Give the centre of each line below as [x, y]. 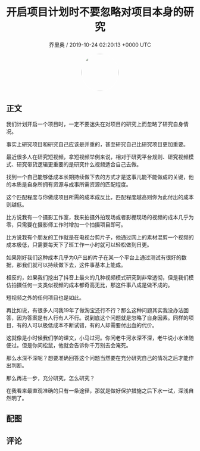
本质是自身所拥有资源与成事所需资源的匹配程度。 [71, 184]
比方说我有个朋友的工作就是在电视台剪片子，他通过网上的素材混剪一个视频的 [100, 237]
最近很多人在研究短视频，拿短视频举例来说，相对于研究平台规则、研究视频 [97, 157]
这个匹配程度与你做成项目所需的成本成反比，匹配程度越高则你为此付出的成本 [100, 197]
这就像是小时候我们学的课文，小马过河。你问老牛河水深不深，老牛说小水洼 [97, 338]
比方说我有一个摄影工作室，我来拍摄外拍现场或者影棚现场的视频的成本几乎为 [100, 217]
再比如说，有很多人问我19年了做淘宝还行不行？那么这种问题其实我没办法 [95, 310]
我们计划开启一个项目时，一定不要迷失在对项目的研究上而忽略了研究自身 [95, 124]
